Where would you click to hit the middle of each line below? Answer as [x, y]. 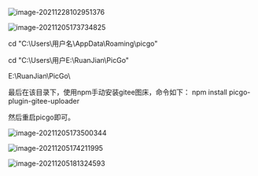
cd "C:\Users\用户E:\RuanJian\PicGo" [69, 60]
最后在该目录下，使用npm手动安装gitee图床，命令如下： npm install [118, 92]
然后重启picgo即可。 [41, 117]
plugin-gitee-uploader [44, 101]
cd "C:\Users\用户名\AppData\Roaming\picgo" [83, 44]
